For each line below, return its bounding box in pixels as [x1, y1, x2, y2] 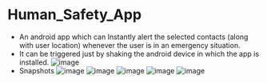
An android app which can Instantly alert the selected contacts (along [18, 32, 249, 41]
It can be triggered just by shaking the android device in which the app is [18, 49, 260, 58]
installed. [18, 57, 50, 67]
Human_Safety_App [7, 6, 141, 24]
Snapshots [18, 65, 55, 75]
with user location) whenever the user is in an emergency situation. [18, 40, 241, 49]
